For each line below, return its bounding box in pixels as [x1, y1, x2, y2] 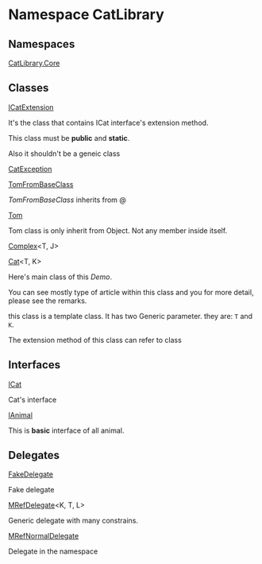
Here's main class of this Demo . [8, 272, 113, 282]
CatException [8, 164, 52, 173]
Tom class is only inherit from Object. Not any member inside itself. [8, 225, 228, 235]
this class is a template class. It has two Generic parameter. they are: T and [8, 311, 252, 321]
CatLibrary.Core [8, 58, 60, 68]
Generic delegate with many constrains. [8, 515, 139, 526]
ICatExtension [8, 102, 54, 112]
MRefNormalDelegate [8, 531, 79, 541]
